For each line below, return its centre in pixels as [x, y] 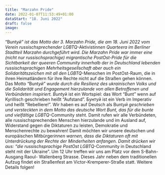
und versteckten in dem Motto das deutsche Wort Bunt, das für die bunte [79, 110]
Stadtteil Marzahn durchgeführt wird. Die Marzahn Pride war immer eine [79, 53]
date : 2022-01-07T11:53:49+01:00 [39, 14]
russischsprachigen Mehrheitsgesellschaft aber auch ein [63, 68]
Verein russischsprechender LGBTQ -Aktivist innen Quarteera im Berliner [78, 47]
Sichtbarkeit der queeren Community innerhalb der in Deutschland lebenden [83, 63]
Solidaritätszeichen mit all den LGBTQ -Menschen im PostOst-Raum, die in [80, 73]
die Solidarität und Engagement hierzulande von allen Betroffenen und [77, 89]
